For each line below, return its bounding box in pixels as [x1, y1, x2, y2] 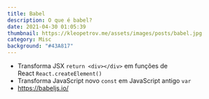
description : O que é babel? [7, 17, 93, 24]
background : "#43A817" [7, 43, 74, 49]
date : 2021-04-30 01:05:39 [7, 23, 86, 30]
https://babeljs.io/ [17, 84, 69, 92]
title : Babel [7, 10, 46, 17]
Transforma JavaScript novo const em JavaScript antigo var [17, 77, 191, 84]
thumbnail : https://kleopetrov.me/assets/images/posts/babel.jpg [7, 29, 202, 37]
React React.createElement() [17, 69, 102, 77]
